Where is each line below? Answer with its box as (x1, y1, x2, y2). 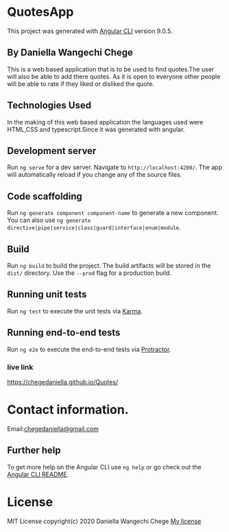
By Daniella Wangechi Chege (7, 47, 134, 58)
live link (7, 362, 34, 372)
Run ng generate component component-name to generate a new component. (7, 209, 219, 217)
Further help (7, 445, 62, 456)
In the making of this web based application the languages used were (7, 118, 204, 126)
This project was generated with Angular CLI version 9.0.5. (7, 27, 173, 35)
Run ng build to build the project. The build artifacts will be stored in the (7, 262, 211, 269)
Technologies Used (7, 100, 91, 111)
